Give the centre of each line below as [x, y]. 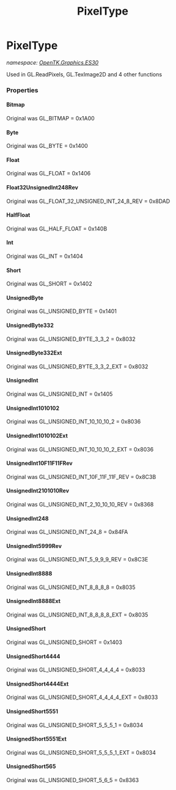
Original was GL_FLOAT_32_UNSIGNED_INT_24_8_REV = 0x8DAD [88, 201]
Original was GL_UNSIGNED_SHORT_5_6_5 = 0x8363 [73, 780]
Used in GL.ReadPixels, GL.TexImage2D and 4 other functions [84, 74]
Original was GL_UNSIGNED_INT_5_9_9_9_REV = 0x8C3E [77, 560]
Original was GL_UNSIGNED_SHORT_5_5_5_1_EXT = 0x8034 [81, 752]
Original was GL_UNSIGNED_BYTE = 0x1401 [62, 311]
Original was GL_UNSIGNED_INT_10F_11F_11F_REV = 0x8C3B [81, 477]
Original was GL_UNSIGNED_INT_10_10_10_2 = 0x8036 [74, 422]
